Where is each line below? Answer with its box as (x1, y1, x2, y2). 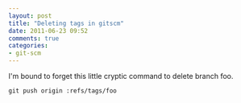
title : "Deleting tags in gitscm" (8, 19, 125, 27)
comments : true (8, 34, 60, 43)
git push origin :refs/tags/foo (8, 87, 117, 95)
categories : (8, 42, 48, 50)
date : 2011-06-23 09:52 (8, 27, 89, 35)
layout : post (8, 11, 52, 20)
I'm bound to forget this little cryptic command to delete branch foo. (8, 72, 234, 80)
